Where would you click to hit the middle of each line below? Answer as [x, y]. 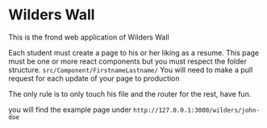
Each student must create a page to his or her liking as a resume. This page [134, 52]
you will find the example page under [70, 109]
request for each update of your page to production [94, 78]
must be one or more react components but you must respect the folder [128, 61]
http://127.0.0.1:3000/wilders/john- [196, 110]
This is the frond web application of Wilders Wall [89, 37]
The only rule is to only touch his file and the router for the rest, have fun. [130, 93]
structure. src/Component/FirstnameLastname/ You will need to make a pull [131, 69]
